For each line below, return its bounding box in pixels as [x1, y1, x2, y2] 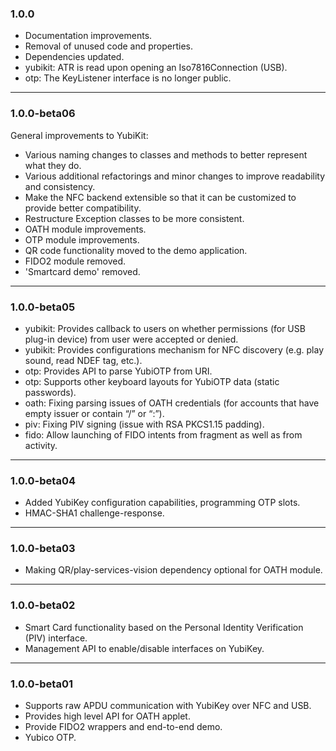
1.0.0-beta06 [10, 107, 76, 121]
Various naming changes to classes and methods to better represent [24, 148, 308, 161]
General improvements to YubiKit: [10, 129, 149, 141]
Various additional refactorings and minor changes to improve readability [24, 170, 326, 182]
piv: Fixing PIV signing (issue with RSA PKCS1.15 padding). [24, 418, 265, 430]
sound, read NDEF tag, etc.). [24, 354, 143, 366]
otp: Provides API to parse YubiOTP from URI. [24, 365, 213, 377]
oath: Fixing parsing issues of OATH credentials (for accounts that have [24, 397, 320, 409]
